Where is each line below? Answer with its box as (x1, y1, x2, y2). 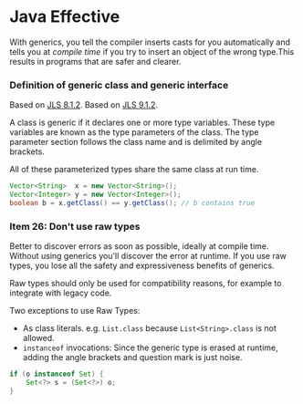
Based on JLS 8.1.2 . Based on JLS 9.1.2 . (9, 99, 158, 110)
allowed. (22, 333, 55, 344)
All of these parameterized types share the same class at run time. (9, 164, 259, 175)
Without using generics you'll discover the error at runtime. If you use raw (9, 251, 287, 262)
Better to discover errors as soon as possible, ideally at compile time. (9, 241, 269, 252)
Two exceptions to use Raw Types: (9, 306, 141, 316)
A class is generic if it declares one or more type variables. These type (9, 117, 276, 129)
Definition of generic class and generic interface (9, 78, 229, 91)
